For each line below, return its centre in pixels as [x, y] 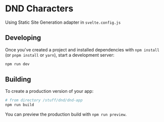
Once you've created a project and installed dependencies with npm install [82, 49]
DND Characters [39, 9]
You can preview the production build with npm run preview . [66, 115]
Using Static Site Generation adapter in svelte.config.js [63, 22]
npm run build [20, 105]
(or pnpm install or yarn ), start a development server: [60, 55]
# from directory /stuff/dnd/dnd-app [44, 100]
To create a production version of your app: [49, 91]
